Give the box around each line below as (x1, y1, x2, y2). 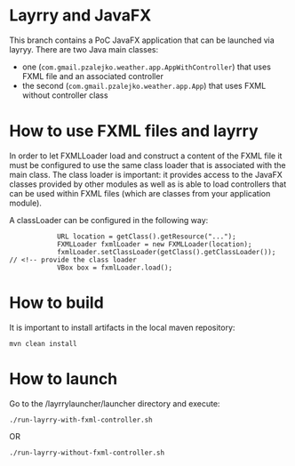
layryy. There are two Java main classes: (9, 44, 159, 54)
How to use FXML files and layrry (9, 121, 259, 141)
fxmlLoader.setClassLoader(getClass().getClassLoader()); (56, 247, 276, 256)
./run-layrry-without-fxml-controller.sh (9, 448, 165, 457)
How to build (9, 293, 104, 313)
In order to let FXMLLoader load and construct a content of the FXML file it (9, 150, 283, 161)
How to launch (9, 369, 118, 389)
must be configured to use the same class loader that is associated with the (9, 159, 286, 170)
